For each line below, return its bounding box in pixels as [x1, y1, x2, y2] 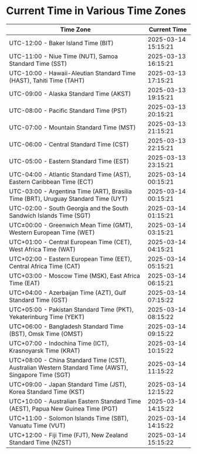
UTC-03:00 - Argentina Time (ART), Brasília [9, 187, 132, 195]
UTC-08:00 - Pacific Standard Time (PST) [9, 106, 127, 115]
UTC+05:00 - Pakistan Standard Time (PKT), [9, 305, 134, 314]
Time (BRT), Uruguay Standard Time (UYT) [9, 194, 128, 203]
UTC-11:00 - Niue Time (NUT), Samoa [9, 52, 118, 60]
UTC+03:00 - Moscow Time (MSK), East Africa [9, 271, 141, 280]
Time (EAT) [9, 279, 40, 287]
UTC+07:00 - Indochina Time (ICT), [9, 339, 109, 347]
